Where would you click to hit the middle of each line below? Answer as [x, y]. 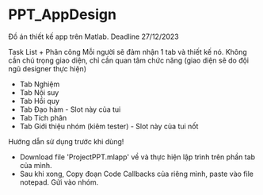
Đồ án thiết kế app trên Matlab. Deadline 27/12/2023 [94, 36]
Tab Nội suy [39, 92]
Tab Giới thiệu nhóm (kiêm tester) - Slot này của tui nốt [109, 126]
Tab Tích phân [43, 117]
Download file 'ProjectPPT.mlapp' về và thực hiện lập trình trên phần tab [137, 157]
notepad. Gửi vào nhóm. [59, 182]
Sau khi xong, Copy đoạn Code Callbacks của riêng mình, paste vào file [136, 174]
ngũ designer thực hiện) [48, 68]
